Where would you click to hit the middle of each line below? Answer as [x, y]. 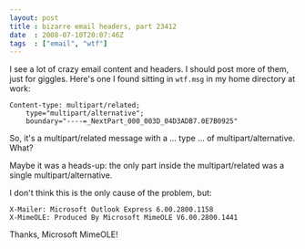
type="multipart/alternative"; [85, 114]
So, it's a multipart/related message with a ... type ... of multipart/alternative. [152, 139]
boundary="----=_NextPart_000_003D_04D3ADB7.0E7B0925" [132, 121]
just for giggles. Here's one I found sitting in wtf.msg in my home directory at [152, 79]
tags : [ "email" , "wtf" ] [58, 43]
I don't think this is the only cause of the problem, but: [111, 193]
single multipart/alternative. [61, 175]
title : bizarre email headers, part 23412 [93, 26]
